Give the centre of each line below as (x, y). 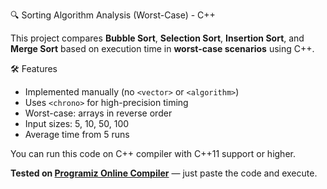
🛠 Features (34, 68)
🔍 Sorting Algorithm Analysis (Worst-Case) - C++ (113, 15)
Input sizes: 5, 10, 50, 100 (77, 123)
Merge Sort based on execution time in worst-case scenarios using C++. (162, 48)
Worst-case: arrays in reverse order (98, 113)
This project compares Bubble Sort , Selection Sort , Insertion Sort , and (157, 38)
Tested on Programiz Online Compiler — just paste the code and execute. (164, 173)
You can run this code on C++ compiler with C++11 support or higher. (153, 153)
